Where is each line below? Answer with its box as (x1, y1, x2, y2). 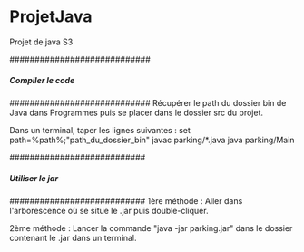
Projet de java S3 (9, 36, 74, 47)
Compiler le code (9, 74, 75, 85)
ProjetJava (9, 6, 93, 27)
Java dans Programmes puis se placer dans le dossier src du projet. (9, 107, 263, 118)
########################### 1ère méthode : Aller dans (9, 195, 243, 206)
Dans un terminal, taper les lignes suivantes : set (9, 124, 191, 135)
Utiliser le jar (9, 172, 59, 183)
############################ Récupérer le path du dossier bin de (9, 97, 287, 108)
